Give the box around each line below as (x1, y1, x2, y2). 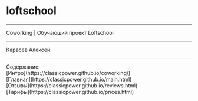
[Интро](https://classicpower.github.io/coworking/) (6, 69, 131, 76)
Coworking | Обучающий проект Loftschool (6, 29, 114, 36)
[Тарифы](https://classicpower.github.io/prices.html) (6, 88, 134, 95)
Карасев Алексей (6, 46, 51, 53)
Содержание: (6, 63, 40, 70)
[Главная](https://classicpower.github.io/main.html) (6, 76, 132, 83)
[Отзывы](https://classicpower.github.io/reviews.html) (6, 82, 138, 89)
